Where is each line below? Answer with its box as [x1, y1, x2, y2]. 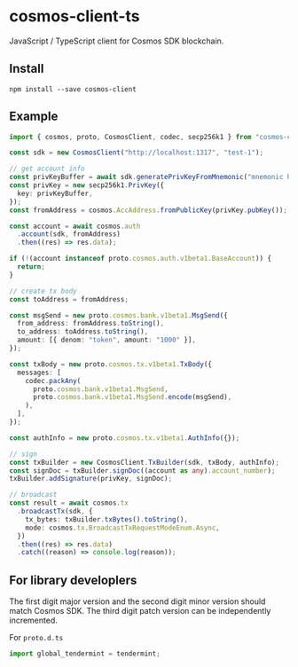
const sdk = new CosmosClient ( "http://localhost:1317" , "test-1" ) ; [9, 148, 264, 157]
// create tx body [9, 286, 77, 295]
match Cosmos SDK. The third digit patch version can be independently [9, 606, 271, 616]
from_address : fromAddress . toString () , [17, 319, 165, 328]
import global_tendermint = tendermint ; [9, 649, 161, 658]
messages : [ [17, 368, 62, 377]
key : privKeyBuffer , [17, 189, 93, 198]
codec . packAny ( [25, 376, 82, 385]
